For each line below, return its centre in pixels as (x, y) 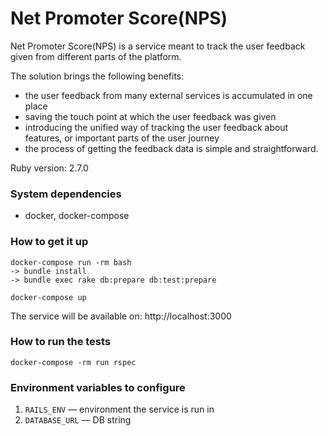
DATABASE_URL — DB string (78, 420)
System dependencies (66, 194)
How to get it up (49, 242)
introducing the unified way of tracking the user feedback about (156, 127)
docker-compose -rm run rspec (73, 362)
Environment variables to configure (98, 387)
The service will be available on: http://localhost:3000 (121, 316)
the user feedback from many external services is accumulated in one (168, 95)
